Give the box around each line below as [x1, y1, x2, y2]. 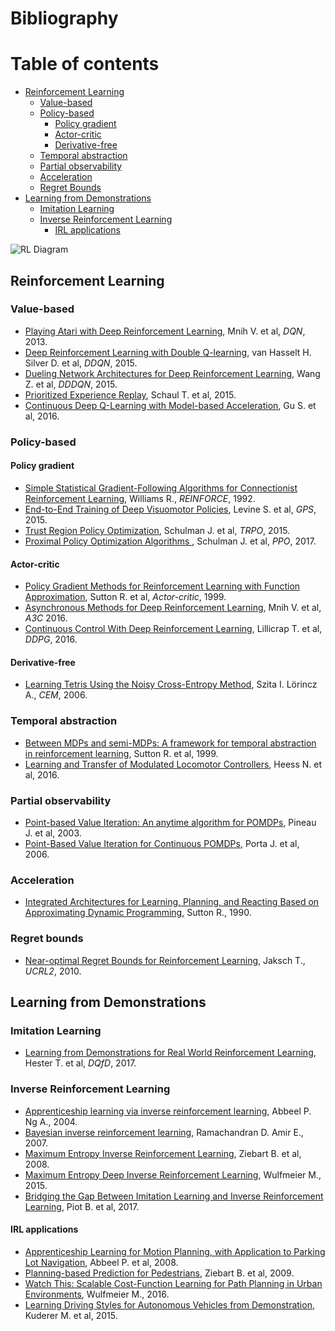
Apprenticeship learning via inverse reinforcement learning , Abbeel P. [24, 1105, 312, 1117]
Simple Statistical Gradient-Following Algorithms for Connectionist [24, 482, 298, 494]
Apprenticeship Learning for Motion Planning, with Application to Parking [24, 1245, 326, 1257]
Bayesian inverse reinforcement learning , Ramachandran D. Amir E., [24, 1126, 304, 1138]
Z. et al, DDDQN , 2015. [24, 378, 118, 390]
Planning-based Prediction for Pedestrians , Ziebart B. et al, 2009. [24, 1267, 295, 1279]
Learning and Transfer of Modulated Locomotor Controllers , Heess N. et [24, 758, 323, 770]
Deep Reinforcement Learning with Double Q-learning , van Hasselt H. [24, 346, 312, 358]
